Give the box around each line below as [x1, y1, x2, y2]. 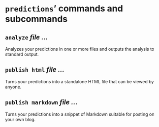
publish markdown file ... [5, 98, 78, 106]
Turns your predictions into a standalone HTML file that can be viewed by [5, 78, 154, 84]
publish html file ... [5, 65, 65, 74]
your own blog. [5, 116, 36, 122]
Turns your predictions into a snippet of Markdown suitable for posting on [5, 111, 155, 117]
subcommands [5, 13, 68, 25]
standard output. [5, 51, 39, 57]
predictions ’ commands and [5, 3, 123, 14]
